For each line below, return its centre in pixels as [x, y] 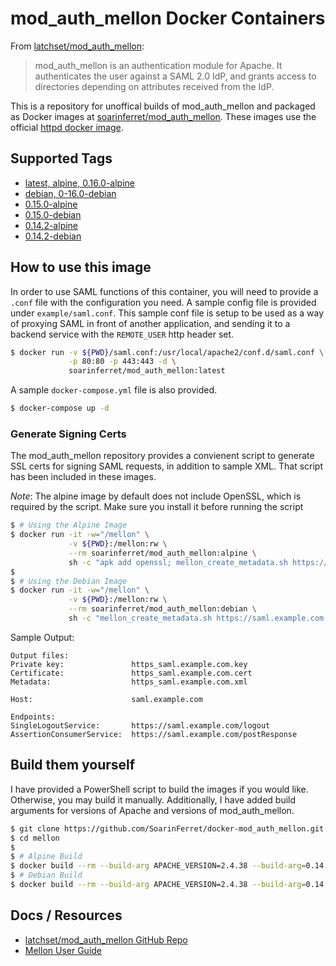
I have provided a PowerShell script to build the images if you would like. [159, 789]
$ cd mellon [35, 838]
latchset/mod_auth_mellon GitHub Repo [106, 939]
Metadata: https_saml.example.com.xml [129, 682]
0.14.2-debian [53, 236]
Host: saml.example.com [106, 699]
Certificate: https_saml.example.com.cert [131, 673]
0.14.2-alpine [51, 225]
